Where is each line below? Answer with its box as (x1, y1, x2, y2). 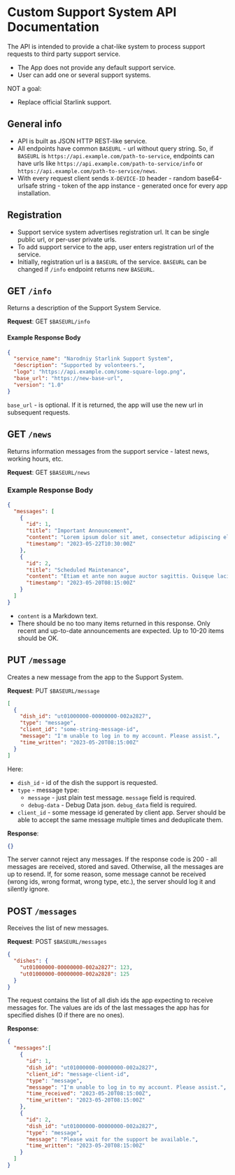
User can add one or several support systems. (17, 71, 152, 79)
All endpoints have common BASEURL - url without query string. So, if (17, 144, 213, 153)
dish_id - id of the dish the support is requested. (17, 778, 158, 786)
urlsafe (17, 181, 38, 190)
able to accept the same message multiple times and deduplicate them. (17, 815, 224, 823)
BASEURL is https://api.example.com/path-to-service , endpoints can (17, 151, 215, 160)
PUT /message (7, 654, 66, 666)
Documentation (7, 19, 100, 35)
